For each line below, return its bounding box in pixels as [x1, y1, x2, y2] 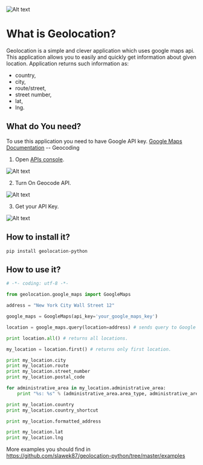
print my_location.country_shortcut [6, 407, 98, 413]
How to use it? [6, 264, 61, 275]
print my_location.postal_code [6, 374, 85, 380]
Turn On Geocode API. [14, 179, 71, 186]
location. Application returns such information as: [6, 59, 129, 67]
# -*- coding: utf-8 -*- [6, 281, 69, 287]
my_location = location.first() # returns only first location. [6, 346, 172, 352]
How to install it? [6, 232, 71, 243]
